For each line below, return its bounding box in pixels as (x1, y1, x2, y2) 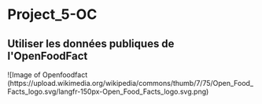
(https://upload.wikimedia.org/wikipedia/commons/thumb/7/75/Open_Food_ (7, 79, 253, 87)
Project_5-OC (7, 6, 98, 24)
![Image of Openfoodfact (7, 70, 88, 80)
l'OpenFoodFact (7, 49, 88, 62)
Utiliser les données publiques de (7, 37, 175, 50)
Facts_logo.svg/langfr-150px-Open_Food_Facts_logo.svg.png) (7, 87, 209, 96)
